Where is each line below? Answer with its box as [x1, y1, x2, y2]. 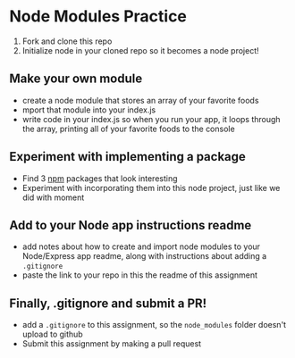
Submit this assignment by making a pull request [21, 338, 202, 349]
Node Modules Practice [9, 6, 188, 27]
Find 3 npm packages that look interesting [21, 172, 178, 184]
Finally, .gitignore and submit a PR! [9, 296, 207, 311]
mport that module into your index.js [21, 104, 156, 115]
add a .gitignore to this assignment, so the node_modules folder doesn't [21, 320, 287, 330]
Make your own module [9, 71, 143, 87]
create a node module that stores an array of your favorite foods [21, 95, 259, 105]
